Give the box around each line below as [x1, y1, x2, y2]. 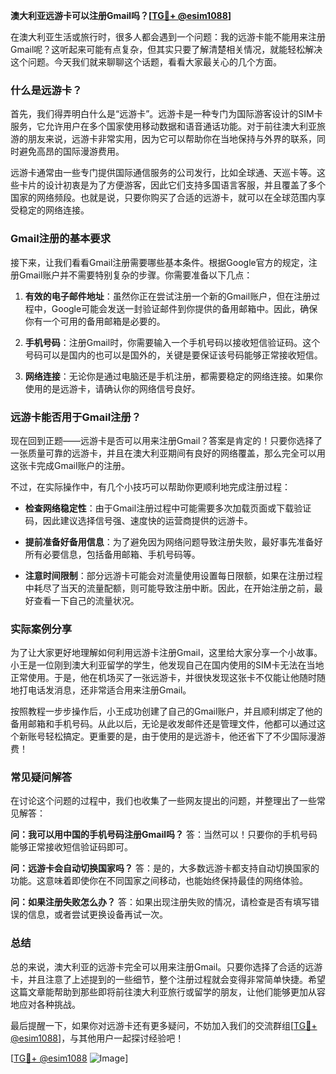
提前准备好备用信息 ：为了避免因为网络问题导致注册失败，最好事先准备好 [24, 535, 323, 548]
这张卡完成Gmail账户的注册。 [10, 459, 131, 471]
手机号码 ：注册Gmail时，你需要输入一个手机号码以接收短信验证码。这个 [24, 336, 321, 348]
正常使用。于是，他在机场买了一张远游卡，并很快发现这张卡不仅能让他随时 [10, 672, 317, 684]
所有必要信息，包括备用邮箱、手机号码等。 [24, 548, 201, 560]
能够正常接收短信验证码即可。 [10, 841, 133, 853]
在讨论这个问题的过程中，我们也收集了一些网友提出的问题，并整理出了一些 [10, 795, 317, 807]
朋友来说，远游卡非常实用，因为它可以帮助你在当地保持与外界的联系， [27, 133, 317, 145]
